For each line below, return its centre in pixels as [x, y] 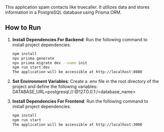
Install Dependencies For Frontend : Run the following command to [80, 101]
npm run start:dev [31, 67]
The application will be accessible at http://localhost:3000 [77, 125]
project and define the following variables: [55, 87]
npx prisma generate [33, 58]
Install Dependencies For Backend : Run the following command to [80, 39]
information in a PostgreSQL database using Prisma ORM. [63, 12]
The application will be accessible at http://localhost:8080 [77, 72]
